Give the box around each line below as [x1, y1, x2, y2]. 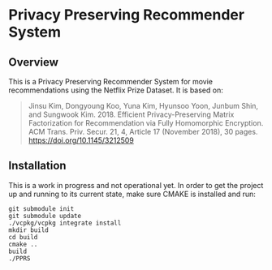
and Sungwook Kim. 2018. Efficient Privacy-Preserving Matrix [28, 109, 235, 119]
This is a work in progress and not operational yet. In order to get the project [8, 180, 264, 190]
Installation [8, 159, 67, 173]
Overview [8, 55, 59, 69]
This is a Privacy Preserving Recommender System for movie [8, 77, 214, 86]
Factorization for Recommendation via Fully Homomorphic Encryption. [28, 118, 264, 127]
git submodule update [8, 212, 82, 220]
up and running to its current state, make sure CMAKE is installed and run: [8, 189, 256, 199]
